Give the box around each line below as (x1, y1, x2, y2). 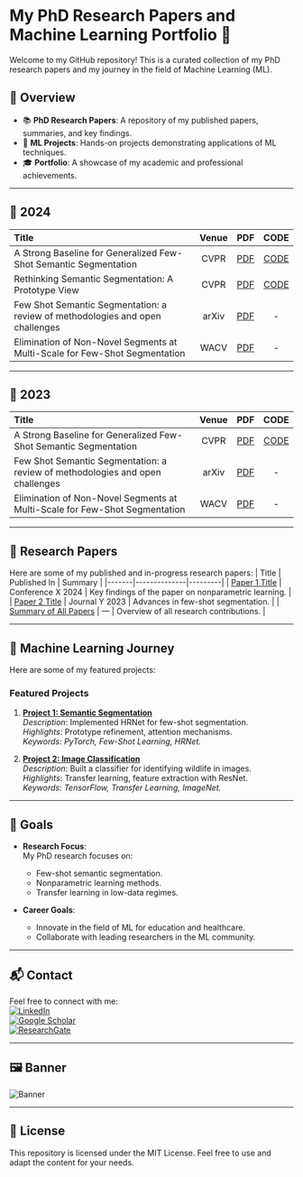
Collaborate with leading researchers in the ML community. (35, 932, 256, 943)
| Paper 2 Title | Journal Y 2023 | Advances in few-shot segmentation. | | (9, 596, 280, 607)
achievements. (22, 170, 78, 180)
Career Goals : (22, 905, 76, 915)
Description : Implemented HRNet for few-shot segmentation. (22, 717, 249, 728)
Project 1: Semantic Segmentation (22, 707, 152, 718)
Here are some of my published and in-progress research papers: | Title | (9, 567, 281, 578)
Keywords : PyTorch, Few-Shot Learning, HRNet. (22, 736, 201, 747)
